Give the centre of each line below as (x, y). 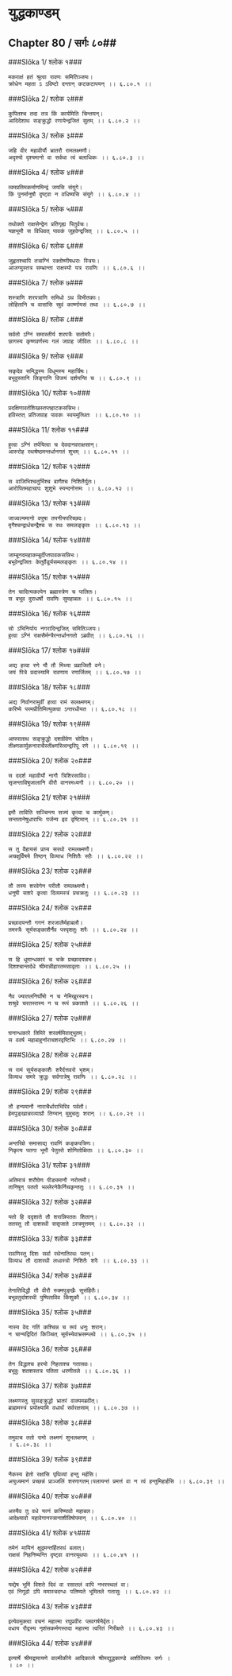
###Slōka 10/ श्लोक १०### (49, 393)
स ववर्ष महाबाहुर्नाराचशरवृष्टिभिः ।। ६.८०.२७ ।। (67, 1040)
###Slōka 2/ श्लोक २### (46, 99)
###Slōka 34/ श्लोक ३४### (50, 1275)
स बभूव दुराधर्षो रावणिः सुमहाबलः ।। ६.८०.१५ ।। (70, 599)
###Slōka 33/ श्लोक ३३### (50, 1239)
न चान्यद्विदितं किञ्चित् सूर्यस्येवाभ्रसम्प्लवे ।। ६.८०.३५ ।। (77, 1334)
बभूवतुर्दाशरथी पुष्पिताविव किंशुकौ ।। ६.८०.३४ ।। (69, 1298)
